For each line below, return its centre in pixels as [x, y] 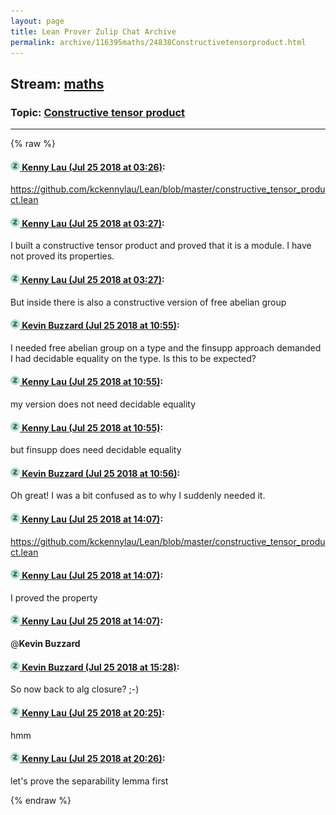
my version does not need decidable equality [103, 404]
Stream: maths [57, 83]
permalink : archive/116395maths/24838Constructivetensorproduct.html [158, 42]
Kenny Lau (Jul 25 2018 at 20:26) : [93, 759]
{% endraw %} [41, 800]
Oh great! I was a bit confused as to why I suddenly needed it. [138, 496]
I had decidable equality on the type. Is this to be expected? [133, 358]
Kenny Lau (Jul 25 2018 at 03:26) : [93, 167]
